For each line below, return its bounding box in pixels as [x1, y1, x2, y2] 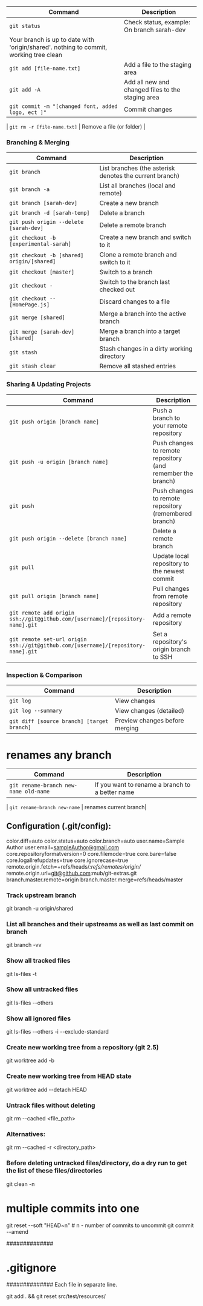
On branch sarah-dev [123, 25, 186, 34]
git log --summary [9, 707, 62, 714]
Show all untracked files [6, 985, 79, 994]
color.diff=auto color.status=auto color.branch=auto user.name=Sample [6, 837, 185, 844]
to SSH [153, 652, 173, 661]
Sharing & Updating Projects [6, 380, 91, 389]
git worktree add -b [6, 1057, 55, 1064]
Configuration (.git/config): [6, 821, 112, 832]
